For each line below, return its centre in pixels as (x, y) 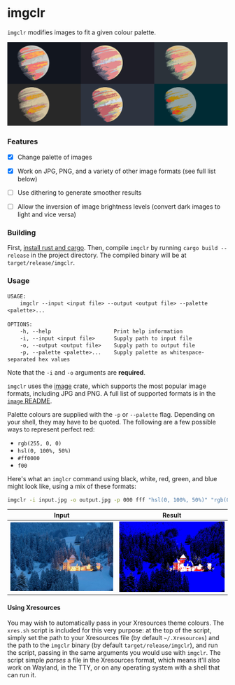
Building (22, 233)
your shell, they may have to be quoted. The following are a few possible (112, 422)
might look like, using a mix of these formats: (72, 486)
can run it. (22, 675)
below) (27, 179)
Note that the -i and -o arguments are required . (76, 372)
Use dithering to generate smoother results (79, 192)
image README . (30, 401)
